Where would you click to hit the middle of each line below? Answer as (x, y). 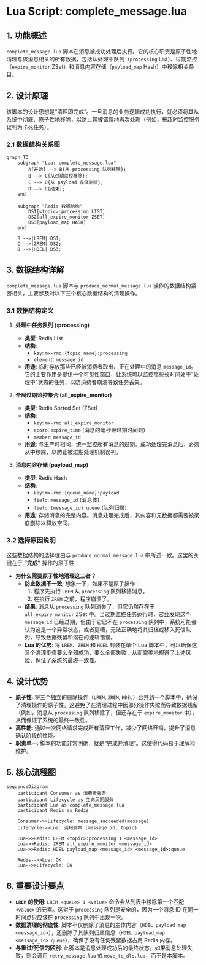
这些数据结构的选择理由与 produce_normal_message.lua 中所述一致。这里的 (100, 555)
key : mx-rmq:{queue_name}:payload (76, 493)
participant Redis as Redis (53, 811)
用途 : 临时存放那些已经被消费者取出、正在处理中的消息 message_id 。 (110, 367)
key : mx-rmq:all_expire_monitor (74, 423)
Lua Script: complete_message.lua (97, 11)
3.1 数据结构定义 (30, 310)
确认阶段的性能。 (37, 736)
